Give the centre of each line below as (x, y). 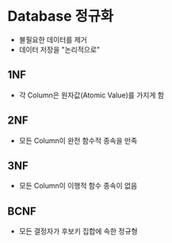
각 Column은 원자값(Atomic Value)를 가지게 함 (91, 95)
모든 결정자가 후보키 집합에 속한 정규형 (78, 231)
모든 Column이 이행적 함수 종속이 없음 (78, 186)
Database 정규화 (61, 16)
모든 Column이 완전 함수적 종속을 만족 (78, 140)
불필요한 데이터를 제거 (53, 40)
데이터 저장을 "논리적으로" (59, 49)
